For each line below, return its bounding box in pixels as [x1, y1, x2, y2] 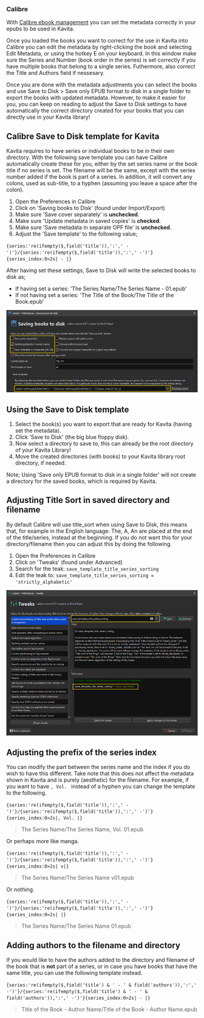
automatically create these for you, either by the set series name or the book [6, 160, 198, 167]
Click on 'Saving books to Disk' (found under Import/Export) [15, 205, 165, 212]
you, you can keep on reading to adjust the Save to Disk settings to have [6, 100, 187, 108]
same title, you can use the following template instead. [6, 969, 143, 977]
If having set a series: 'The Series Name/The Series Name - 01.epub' [15, 285, 187, 292]
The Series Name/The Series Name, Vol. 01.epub [21, 826, 144, 833]
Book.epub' [15, 298, 44, 306]
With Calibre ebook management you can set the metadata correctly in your [6, 19, 196, 26]
